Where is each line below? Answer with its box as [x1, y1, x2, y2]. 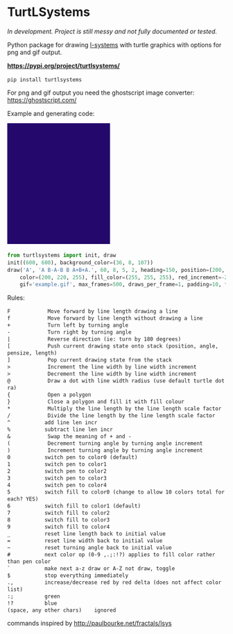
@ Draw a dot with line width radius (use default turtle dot [7, 377, 225, 384]
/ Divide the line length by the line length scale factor [7, 412, 216, 419]
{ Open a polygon [7, 391, 92, 398]
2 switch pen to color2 [7, 468, 107, 475]
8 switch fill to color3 [7, 517, 110, 523]
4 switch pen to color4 [7, 482, 107, 489]
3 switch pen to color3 [7, 475, 107, 482]
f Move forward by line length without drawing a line [7, 315, 203, 322]
